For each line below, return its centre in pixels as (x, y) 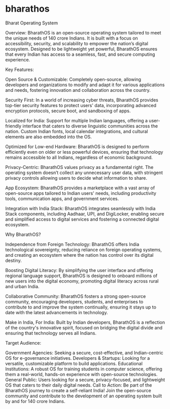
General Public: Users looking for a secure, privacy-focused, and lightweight (85, 380)
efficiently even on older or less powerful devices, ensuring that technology (84, 152)
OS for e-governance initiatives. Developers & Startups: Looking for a (78, 358)
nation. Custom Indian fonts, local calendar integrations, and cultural (77, 131)
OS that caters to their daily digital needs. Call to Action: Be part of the (79, 385)
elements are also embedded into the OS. (49, 137)
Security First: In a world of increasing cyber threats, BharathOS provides (82, 100)
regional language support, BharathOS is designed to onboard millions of (81, 276)
